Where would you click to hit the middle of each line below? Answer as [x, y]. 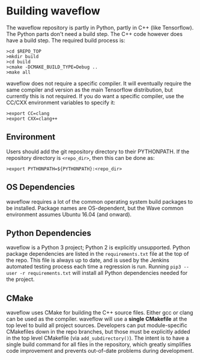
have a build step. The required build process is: [66, 40]
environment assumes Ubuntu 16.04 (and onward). [69, 214]
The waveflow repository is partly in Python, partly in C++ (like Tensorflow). [100, 28]
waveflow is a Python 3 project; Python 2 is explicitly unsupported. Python [98, 247]
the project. [20, 279]
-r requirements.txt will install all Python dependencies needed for [104, 273]
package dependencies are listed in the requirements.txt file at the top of [98, 254]
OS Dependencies [41, 187]
